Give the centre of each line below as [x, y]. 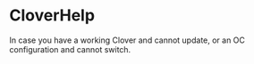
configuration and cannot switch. [70, 49]
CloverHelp [52, 16]
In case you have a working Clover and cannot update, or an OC [127, 40]
